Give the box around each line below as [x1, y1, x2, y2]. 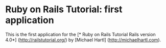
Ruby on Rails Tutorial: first [5, 4, 123, 15]
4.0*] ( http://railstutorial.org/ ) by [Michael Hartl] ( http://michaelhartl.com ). [5, 37, 161, 43]
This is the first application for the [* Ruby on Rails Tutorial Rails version [5, 31, 156, 37]
